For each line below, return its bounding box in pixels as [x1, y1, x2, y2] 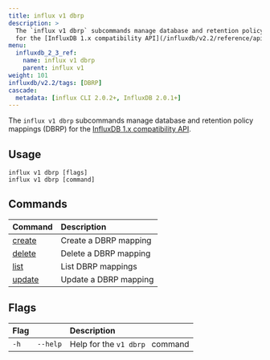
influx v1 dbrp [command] [8, 176, 95, 184]
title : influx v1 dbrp [8, 11, 84, 20]
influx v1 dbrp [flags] [8, 169, 88, 177]
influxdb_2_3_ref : [15, 49, 78, 57]
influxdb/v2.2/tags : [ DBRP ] [8, 79, 103, 87]
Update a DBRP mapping [60, 273, 154, 285]
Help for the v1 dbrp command [69, 338, 190, 350]
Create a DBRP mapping [60, 234, 152, 245]
